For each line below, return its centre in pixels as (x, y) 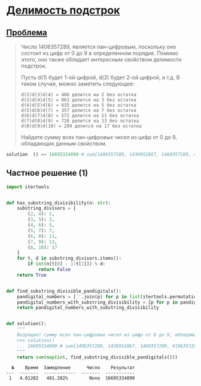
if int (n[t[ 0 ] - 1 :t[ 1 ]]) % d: (67, 264)
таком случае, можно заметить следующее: (77, 84)
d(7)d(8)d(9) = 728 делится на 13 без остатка (80, 121)
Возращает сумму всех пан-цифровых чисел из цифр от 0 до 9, (95, 335)
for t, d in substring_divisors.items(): (69, 258)
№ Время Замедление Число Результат (73, 368)
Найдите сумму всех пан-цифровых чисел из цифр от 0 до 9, (99, 137)
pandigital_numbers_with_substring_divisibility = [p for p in (98, 302)
